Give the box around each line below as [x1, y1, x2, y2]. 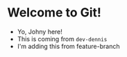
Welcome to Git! [7, 5, 102, 21]
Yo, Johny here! [17, 27, 62, 36]
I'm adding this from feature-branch [17, 42, 120, 50]
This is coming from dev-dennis [17, 34, 108, 43]
